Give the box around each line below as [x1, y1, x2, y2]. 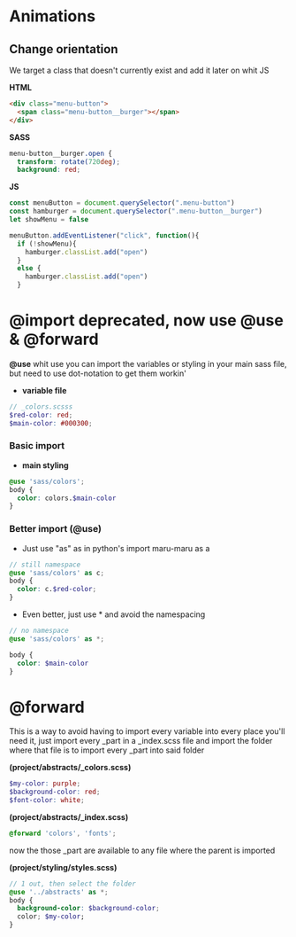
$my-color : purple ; [9, 779, 81, 788]
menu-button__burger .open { [9, 149, 113, 158]
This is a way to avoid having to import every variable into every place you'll [9, 726, 285, 737]
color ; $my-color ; [17, 912, 86, 921]
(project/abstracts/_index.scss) [9, 811, 129, 822]
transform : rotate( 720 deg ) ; [17, 157, 121, 166]
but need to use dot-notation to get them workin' [9, 368, 187, 379]
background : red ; [17, 166, 81, 175]
